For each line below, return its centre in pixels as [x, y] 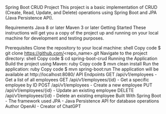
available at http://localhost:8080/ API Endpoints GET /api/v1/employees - [81, 74]
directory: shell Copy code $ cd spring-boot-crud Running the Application [81, 58]
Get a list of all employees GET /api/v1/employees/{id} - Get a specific [77, 80]
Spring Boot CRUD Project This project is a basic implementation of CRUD [81, 7]
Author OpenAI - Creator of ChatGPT [43, 106]
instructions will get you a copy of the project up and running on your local [82, 33]
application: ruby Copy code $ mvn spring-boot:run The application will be [82, 69]
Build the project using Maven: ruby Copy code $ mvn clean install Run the [82, 64]
